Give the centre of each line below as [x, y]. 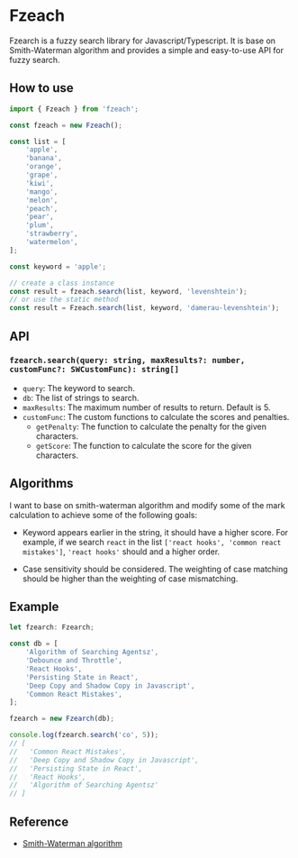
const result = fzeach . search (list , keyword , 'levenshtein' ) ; [128, 291]
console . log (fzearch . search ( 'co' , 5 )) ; [84, 735]
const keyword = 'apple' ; [58, 267]
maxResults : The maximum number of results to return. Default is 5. [146, 407]
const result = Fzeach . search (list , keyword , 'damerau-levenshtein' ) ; [144, 308]
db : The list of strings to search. [81, 397]
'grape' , [42, 175]
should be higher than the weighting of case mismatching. [130, 579]
